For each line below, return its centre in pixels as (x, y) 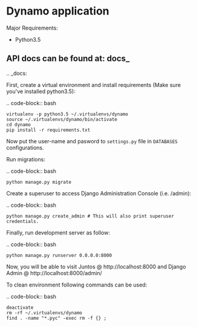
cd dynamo (19, 125)
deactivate (20, 307)
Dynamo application (58, 11)
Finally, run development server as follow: (58, 232)
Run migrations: (26, 159)
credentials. (23, 221)
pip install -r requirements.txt (48, 130)
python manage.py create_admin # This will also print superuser (90, 216)
